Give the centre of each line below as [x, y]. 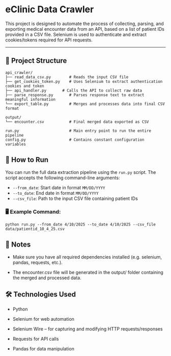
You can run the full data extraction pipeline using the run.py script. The [81, 172]
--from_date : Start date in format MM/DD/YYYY [59, 187]
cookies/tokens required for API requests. [49, 40]
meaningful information [31, 99]
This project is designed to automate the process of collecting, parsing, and [84, 24]
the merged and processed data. [47, 278]
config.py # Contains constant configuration [75, 140]
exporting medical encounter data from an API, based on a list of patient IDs [85, 29]
